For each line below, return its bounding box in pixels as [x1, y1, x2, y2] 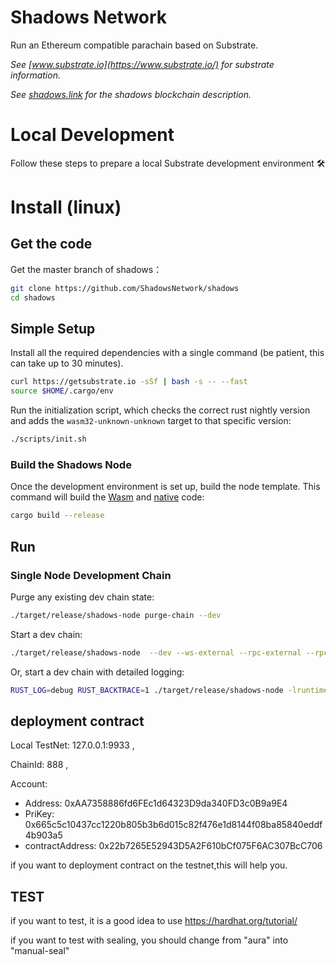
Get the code [10, 236, 93, 253]
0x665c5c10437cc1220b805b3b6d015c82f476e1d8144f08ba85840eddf [24, 819, 323, 831]
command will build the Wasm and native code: [10, 491, 205, 503]
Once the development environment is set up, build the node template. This [10, 481, 321, 493]
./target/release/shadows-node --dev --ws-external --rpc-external [10, 647, 302, 658]
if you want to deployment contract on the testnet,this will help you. [10, 859, 288, 871]
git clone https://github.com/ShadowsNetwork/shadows [10, 283, 240, 293]
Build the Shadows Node [10, 457, 132, 471]
